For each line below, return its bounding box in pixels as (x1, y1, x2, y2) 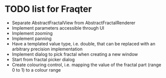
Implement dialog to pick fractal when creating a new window (11, 51, 138, 57)
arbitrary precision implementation (11, 46, 83, 52)
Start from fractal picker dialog (11, 56, 75, 62)
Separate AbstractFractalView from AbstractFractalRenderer (11, 20, 136, 26)
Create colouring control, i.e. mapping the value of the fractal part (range (11, 62, 162, 68)
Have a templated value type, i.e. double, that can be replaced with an (11, 40, 156, 46)
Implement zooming (11, 30, 53, 36)
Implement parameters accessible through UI (11, 25, 105, 31)
